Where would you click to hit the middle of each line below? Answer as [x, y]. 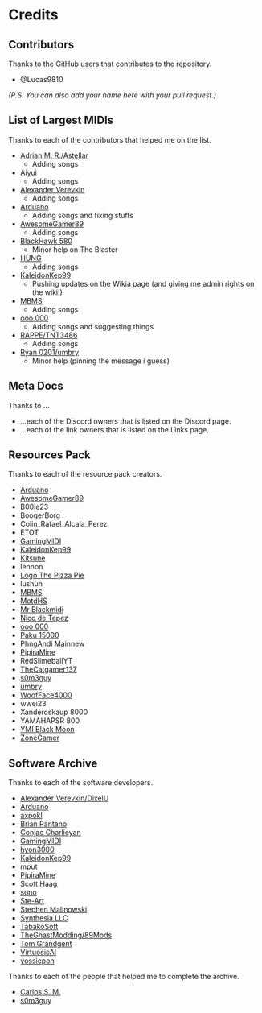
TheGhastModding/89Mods [66, 935]
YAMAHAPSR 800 [50, 721]
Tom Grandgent [46, 944]
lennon [31, 567]
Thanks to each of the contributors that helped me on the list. [110, 139]
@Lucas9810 [41, 79]
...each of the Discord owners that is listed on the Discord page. [125, 421]
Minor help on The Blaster [75, 249]
